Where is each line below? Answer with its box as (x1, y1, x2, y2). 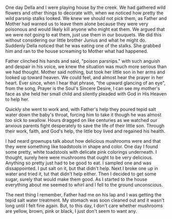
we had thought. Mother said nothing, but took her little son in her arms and (5, 69, 165, 75)
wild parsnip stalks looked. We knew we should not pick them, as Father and (5, 15, 167, 21)
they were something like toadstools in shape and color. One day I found (5, 143, 158, 150)
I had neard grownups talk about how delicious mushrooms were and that (5, 138, 161, 144)
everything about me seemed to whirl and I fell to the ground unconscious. (5, 182, 163, 188)
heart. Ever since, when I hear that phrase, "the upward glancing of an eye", (5, 80, 166, 86)
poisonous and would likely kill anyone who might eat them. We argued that (5, 26, 165, 32)
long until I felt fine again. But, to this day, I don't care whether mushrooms (5, 203, 163, 209)
